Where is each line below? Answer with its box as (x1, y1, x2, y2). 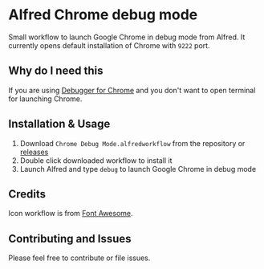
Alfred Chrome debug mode (8, 6, 198, 24)
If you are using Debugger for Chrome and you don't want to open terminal (8, 85, 256, 95)
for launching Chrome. (8, 94, 83, 104)
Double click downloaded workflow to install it (19, 155, 173, 165)
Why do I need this (8, 64, 104, 78)
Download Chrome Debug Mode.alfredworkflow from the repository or (19, 138, 246, 148)
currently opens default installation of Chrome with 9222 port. (8, 40, 210, 50)
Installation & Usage (8, 117, 111, 131)
